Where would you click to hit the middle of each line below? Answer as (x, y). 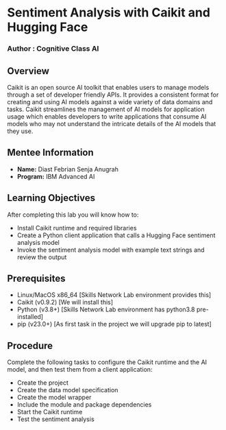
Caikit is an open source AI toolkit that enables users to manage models (108, 87)
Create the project (42, 383)
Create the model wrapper (54, 397)
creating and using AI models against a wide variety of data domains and (110, 101)
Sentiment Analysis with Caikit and (109, 13)
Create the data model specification (67, 390)
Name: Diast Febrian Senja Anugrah (67, 169)
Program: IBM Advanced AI (56, 176)
